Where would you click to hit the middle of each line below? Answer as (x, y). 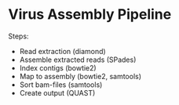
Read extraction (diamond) (62, 51)
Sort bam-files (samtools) (61, 85)
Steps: (18, 36)
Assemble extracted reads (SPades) (78, 60)
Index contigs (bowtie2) (58, 67)
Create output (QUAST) (57, 92)
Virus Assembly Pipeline (90, 14)
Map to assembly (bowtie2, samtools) (80, 76)
